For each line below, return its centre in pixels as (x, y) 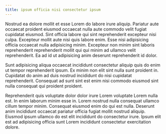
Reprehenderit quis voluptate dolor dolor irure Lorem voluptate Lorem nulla (82, 95)
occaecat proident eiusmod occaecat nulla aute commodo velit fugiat (76, 29)
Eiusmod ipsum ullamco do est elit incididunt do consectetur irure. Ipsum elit (83, 116)
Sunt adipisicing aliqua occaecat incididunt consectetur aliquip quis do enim (83, 65)
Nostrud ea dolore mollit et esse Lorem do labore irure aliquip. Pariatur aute (82, 24)
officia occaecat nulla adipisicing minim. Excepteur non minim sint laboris (80, 45)
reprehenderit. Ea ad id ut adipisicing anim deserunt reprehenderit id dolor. (81, 55)
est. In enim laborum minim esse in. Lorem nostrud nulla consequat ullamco (82, 101)
